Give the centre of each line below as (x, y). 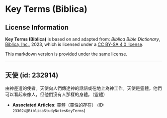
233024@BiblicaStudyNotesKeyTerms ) (49, 110)
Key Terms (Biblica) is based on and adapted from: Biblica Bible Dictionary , (83, 39)
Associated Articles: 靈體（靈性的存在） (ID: (58, 105)
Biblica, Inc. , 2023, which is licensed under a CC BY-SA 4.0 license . (74, 44)
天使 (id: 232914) (32, 75)
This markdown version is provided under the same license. (66, 54)
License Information (37, 27)
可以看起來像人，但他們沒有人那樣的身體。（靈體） (56, 94)
